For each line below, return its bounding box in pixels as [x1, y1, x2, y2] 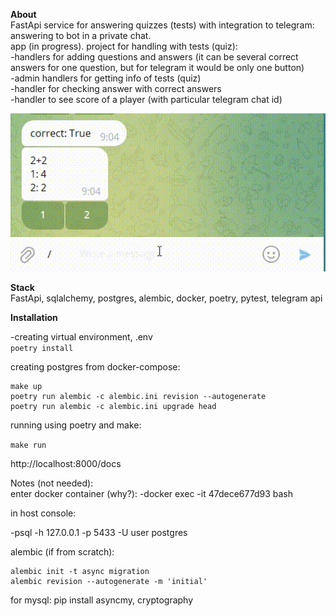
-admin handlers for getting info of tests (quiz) [10, 72, 202, 84]
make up [10, 381, 43, 391]
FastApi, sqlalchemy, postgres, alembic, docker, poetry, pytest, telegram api [10, 292, 323, 304]
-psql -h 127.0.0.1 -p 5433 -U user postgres [10, 526, 188, 538]
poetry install [10, 343, 74, 353]
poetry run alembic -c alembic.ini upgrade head [10, 401, 217, 411]
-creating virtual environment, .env [10, 330, 153, 343]
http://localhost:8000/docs [10, 457, 122, 469]
